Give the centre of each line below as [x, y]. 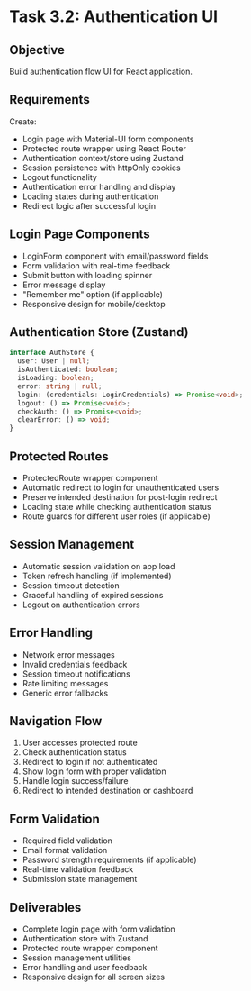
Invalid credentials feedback [75, 664]
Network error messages [68, 654]
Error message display [64, 285]
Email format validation [65, 850]
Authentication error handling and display [99, 186]
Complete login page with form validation [99, 929]
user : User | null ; [54, 361]
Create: [23, 121]
